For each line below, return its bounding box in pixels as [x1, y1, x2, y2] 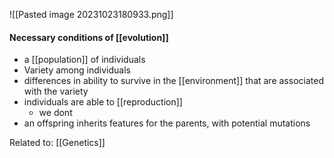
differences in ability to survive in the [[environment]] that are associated [23, 75, 324, 87]
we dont [38, 107, 73, 119]
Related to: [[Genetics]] [9, 137, 106, 149]
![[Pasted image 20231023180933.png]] [9, 9, 174, 20]
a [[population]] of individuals [23, 54, 146, 66]
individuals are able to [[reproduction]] [23, 96, 183, 108]
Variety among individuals [23, 64, 131, 76]
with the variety [23, 85, 89, 98]
